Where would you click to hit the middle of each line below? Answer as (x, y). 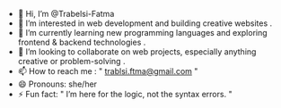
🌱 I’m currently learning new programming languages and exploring (142, 33)
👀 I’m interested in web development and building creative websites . (145, 23)
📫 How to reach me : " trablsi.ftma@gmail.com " (108, 71)
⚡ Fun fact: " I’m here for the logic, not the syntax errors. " (125, 94)
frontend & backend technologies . (82, 42)
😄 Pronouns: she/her (57, 84)
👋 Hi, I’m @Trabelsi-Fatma (66, 14)
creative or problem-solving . (71, 61)
